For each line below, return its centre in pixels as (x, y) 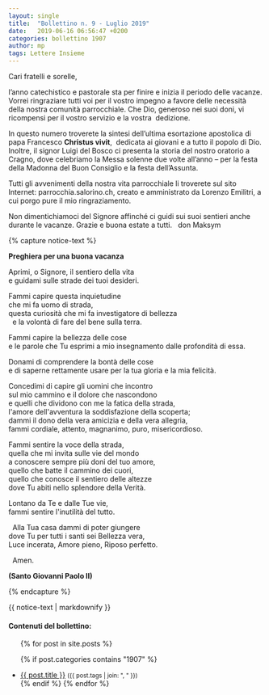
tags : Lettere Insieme (46, 53)
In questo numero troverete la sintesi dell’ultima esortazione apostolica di (130, 133)
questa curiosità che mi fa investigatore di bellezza (93, 313)
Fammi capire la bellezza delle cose (68, 337)
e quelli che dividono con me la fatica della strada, (92, 403)
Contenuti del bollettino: (50, 625)
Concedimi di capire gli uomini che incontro (81, 386)
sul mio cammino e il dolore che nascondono (83, 394)
